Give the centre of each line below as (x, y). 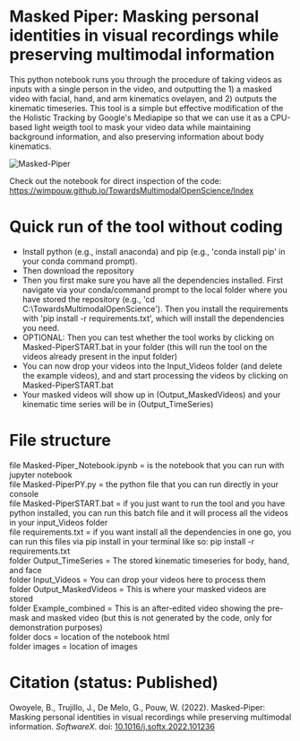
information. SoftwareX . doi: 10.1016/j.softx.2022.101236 (112, 726)
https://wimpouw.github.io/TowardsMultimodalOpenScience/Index (132, 190)
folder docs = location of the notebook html (90, 636)
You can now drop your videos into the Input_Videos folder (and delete (152, 366)
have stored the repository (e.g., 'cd (88, 299)
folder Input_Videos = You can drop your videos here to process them (137, 580)
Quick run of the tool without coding (146, 227)
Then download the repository (78, 270)
